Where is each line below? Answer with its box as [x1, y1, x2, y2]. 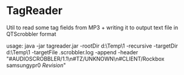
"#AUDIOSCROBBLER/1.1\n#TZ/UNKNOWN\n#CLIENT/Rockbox [6, 55, 165, 62]
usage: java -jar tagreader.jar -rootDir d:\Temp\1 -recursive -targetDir [6, 42, 178, 49]
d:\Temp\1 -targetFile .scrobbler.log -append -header [6, 48, 138, 55]
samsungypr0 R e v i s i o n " [6, 62, 66, 69]
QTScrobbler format [6, 30, 56, 37]
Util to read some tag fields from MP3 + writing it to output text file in [6, 24, 179, 31]
